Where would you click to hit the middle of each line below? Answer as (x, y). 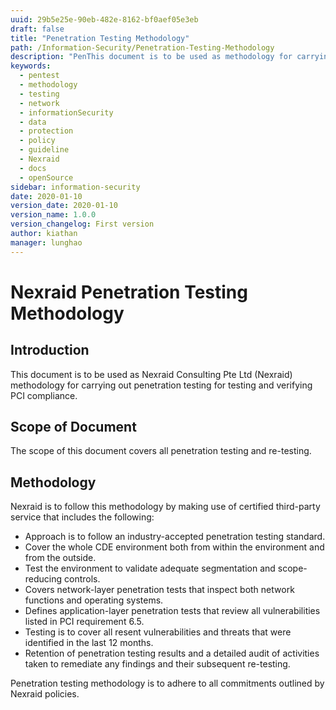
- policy (37, 141)
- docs (33, 168)
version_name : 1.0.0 (53, 215)
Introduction (50, 350)
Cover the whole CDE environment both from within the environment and (174, 547)
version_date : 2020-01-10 (64, 206)
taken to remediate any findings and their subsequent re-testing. (157, 664)
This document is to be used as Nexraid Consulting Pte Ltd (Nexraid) (151, 374)
